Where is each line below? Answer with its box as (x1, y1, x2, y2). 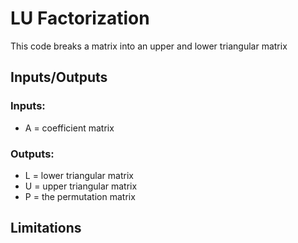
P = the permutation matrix (24, 190, 136, 202)
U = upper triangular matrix (24, 180, 138, 192)
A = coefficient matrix (24, 122, 115, 134)
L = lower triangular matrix (24, 169, 134, 181)
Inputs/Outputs (10, 69, 108, 86)
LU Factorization (10, 7, 150, 30)
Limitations (10, 220, 82, 237)
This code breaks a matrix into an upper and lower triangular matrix (10, 40, 288, 52)
